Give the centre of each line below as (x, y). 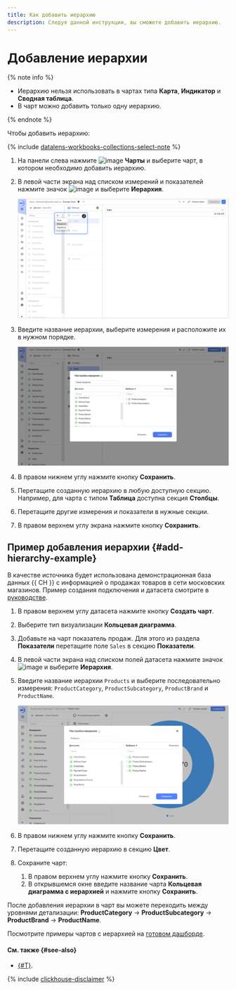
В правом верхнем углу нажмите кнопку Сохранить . (108, 877)
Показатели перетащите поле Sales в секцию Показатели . (106, 646)
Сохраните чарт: (42, 863)
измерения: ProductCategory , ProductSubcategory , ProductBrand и (113, 688)
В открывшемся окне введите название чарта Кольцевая (115, 884)
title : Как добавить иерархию (52, 15)
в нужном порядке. (46, 337)
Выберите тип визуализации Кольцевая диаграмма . (97, 625)
